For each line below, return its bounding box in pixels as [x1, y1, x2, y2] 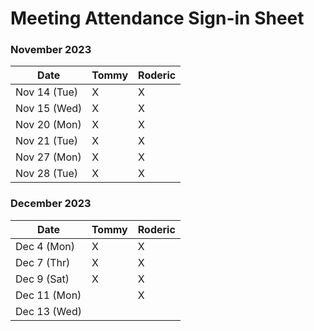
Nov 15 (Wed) [15, 102, 83, 116]
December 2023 [10, 197, 92, 211]
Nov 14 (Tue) [15, 85, 79, 99]
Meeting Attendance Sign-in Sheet [10, 7, 305, 30]
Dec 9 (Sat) [15, 272, 70, 286]
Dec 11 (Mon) [15, 288, 82, 302]
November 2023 [10, 43, 92, 57]
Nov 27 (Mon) [15, 150, 82, 164]
